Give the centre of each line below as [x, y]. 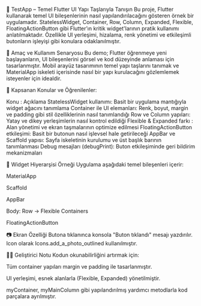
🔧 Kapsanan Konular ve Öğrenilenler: [52, 90]
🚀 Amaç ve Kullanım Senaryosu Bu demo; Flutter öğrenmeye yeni [86, 53]
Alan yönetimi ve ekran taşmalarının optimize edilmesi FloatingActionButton [99, 127]
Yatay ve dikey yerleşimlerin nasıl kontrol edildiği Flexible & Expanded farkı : [100, 121]
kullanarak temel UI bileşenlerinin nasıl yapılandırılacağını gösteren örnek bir [100, 16]
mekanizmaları [24, 153]
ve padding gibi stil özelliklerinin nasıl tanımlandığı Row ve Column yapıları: [98, 115]
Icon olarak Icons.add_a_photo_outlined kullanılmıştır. [72, 243]
